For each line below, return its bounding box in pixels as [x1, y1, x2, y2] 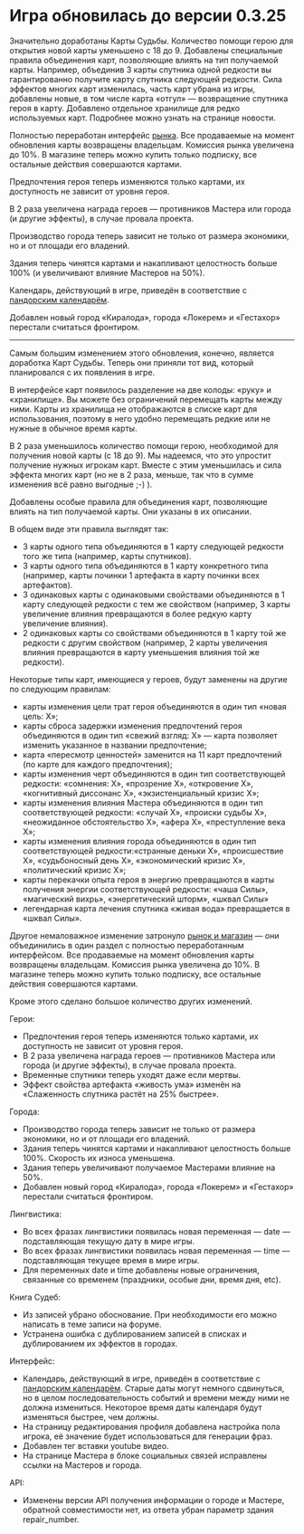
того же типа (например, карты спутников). [22, 550, 192, 561]
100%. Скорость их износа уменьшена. [22, 1152, 176, 1163]
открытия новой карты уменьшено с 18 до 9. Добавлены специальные [9, 44, 283, 55]
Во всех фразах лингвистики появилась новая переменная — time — [22, 1245, 290, 1256]
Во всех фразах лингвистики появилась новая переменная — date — [22, 1225, 291, 1236]
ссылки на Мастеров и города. [22, 1459, 142, 1471]
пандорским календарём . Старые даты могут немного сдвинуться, [22, 1382, 285, 1394]
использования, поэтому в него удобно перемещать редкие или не [9, 413, 271, 424]
